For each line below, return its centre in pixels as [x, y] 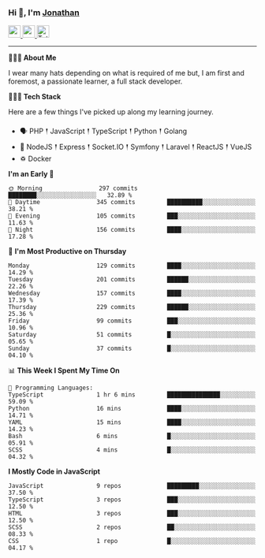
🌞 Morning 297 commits [73, 188]
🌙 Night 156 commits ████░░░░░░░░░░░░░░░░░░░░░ [132, 230]
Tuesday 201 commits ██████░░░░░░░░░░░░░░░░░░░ [132, 280]
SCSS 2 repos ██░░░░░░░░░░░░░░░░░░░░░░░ [132, 527]
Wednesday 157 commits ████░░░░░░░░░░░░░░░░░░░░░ [132, 294]
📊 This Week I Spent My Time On [64, 370]
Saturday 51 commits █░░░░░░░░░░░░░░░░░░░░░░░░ [132, 335]
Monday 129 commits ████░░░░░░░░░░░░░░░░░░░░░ [132, 266]
